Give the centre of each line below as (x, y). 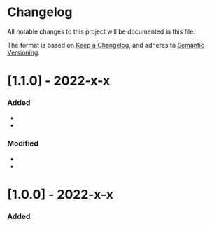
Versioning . (24, 52)
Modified (23, 143)
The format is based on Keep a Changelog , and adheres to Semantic (106, 45)
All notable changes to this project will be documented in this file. (101, 31)
